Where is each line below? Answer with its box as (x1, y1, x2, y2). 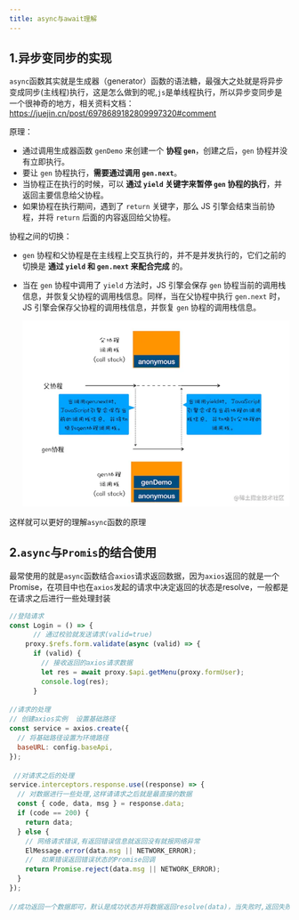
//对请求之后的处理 (12, 771, 75, 780)
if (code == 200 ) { (17, 809, 90, 818)
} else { (17, 827, 50, 836)
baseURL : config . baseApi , (17, 743, 114, 752)
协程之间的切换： (9, 231, 72, 242)
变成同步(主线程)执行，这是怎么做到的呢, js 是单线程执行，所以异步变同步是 (9, 87, 283, 98)
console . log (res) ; (41, 677, 109, 686)
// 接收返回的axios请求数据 (41, 658, 133, 667)
